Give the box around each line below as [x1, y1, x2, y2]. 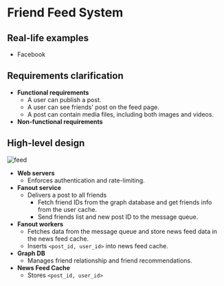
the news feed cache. [27, 235, 89, 243]
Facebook [16, 50, 46, 58]
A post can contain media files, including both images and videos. [27, 110, 214, 118]
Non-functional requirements [16, 117, 103, 126]
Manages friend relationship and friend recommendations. [27, 256, 192, 265]
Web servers [16, 169, 55, 177]
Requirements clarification [7, 70, 124, 82]
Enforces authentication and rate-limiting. [27, 176, 146, 184]
